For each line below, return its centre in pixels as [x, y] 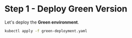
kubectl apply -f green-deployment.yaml [46, 31]
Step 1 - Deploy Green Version [66, 9]
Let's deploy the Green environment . [42, 22]
